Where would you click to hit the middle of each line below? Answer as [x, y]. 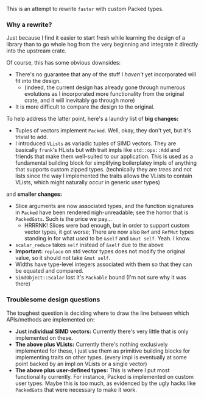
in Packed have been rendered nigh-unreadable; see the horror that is [102, 212]
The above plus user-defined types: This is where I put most [92, 370]
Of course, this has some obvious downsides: [63, 63]
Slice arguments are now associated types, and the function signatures [104, 206]
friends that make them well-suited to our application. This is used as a [104, 156]
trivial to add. [32, 137]
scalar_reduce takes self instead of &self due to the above [90, 245]
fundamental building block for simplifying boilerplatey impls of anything [106, 163]
